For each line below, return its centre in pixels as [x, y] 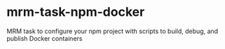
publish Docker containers [45, 38]
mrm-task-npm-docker [76, 12]
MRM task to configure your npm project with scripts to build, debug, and [112, 31]
